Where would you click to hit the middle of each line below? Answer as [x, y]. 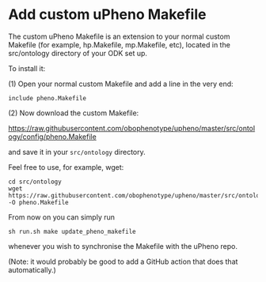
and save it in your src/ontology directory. [77, 152]
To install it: [27, 68]
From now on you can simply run [62, 217]
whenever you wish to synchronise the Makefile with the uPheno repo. [123, 246]
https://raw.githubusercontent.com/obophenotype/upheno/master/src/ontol [132, 128]
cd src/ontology [35, 182]
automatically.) [32, 269]
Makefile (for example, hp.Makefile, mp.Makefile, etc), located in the [120, 44]
